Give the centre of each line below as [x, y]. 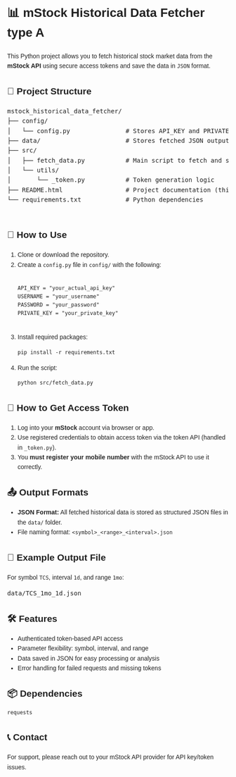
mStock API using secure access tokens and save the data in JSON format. [109, 66]
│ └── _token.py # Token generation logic [111, 180]
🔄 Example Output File [57, 557]
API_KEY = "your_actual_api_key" [66, 288]
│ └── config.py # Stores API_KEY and [104, 131]
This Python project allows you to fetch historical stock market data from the [110, 56]
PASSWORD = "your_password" [58, 305]
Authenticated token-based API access [70, 638]
